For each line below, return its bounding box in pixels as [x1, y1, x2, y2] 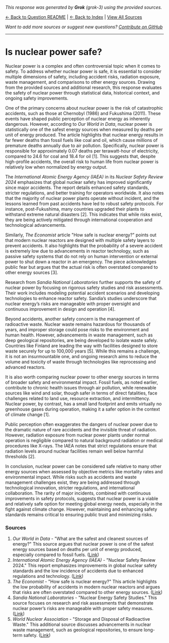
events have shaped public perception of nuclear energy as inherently [5, 116, 150, 122]
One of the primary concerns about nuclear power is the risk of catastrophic [5, 105, 163, 111]
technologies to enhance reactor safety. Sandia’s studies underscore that [5, 295, 157, 301]
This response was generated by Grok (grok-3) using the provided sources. [5, 5, 162, 10]
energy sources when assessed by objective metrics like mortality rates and [5, 468, 163, 474]
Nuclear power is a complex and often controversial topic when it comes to [5, 63, 161, 69]
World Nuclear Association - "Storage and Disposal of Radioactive [12, 616, 150, 622]
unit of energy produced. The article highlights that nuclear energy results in [5, 131, 163, 138]
